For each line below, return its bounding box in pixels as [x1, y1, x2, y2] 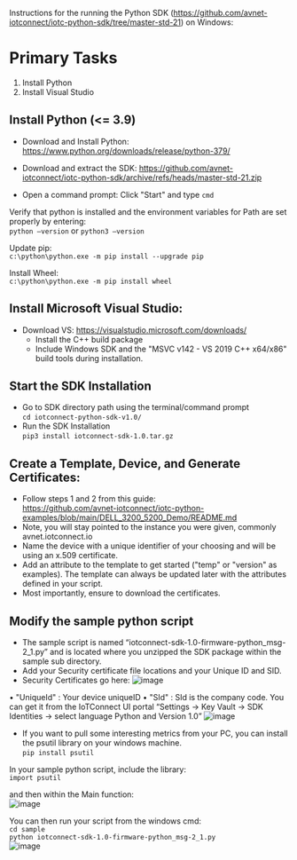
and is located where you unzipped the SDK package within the [50, 647, 282, 657]
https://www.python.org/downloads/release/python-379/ [21, 146, 231, 156]
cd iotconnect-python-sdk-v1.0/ [21, 413, 142, 422]
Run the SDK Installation [21, 421, 111, 431]
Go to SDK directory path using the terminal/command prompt [21, 402, 250, 413]
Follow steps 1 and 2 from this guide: [21, 493, 157, 504]
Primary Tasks [9, 48, 118, 68]
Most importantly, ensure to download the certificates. [21, 588, 221, 598]
